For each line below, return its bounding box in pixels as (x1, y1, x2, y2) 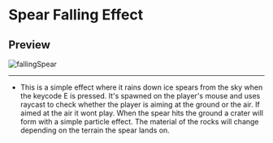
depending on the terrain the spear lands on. (19, 125, 171, 135)
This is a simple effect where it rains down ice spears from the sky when (19, 82, 263, 92)
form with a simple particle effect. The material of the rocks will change (19, 117, 259, 126)
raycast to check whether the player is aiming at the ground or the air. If (19, 99, 260, 109)
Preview (8, 38, 51, 52)
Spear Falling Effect (8, 6, 144, 24)
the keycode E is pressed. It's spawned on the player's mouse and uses (19, 91, 261, 100)
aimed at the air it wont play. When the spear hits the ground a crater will (19, 108, 264, 118)
